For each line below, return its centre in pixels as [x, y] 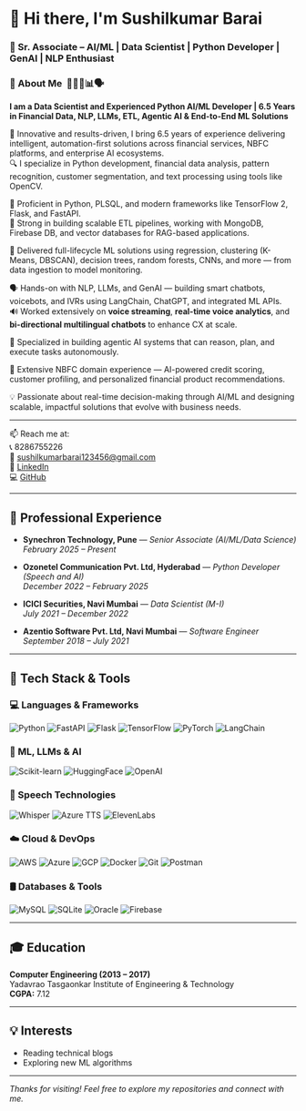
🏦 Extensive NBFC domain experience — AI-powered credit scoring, [137, 370]
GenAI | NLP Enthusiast [62, 58]
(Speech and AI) [53, 576]
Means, [24, 260]
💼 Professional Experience [86, 518]
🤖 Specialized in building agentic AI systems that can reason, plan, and [142, 342]
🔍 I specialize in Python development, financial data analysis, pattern [140, 164]
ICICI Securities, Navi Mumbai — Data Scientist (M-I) [123, 604]
